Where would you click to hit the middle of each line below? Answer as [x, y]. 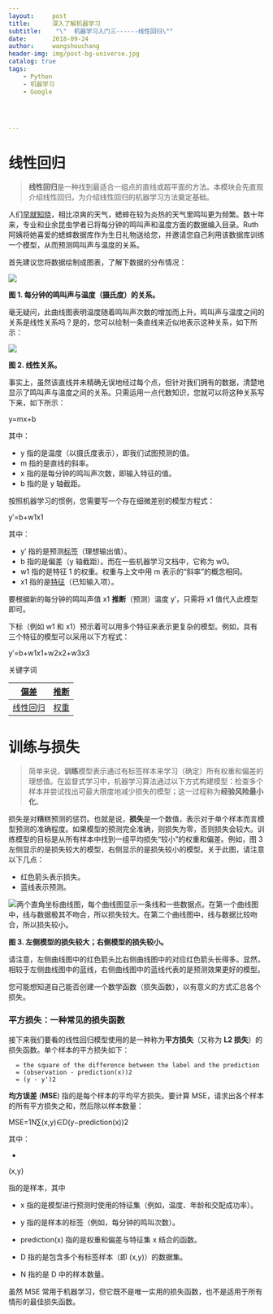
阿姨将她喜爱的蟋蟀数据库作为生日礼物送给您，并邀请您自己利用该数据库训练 [136, 235]
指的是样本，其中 [37, 1187]
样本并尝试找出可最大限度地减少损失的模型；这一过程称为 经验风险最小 [146, 791]
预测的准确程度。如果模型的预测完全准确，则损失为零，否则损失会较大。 [136, 829]
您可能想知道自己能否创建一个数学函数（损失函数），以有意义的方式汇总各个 [135, 987]
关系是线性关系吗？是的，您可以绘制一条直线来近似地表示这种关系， [122, 322]
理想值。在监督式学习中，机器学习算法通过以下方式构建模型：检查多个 [146, 782]
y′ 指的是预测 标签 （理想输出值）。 [76, 551]
